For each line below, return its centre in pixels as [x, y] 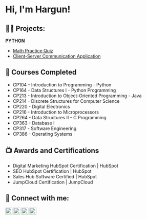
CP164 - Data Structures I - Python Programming [64, 90]
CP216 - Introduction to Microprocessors [56, 112]
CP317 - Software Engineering [45, 128]
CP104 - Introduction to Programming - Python [62, 85]
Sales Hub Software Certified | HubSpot [55, 176]
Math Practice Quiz [33, 51]
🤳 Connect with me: [37, 198]
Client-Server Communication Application [57, 56]
